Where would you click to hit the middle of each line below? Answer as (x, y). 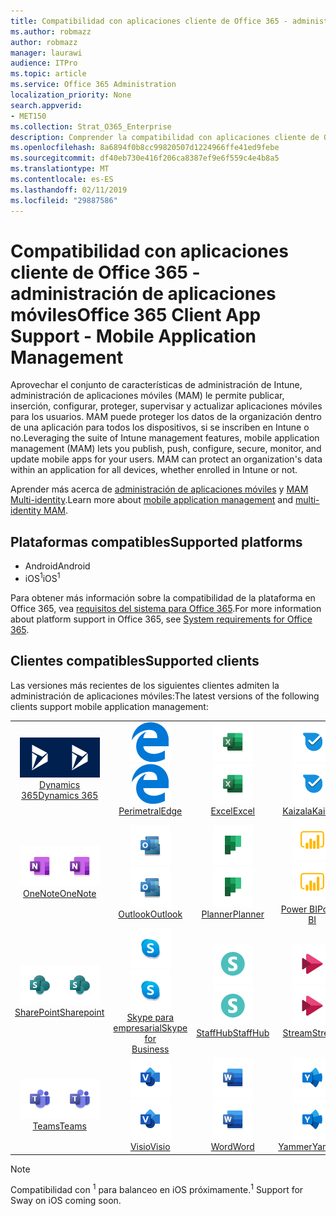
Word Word (232, 1147)
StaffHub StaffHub (233, 1033)
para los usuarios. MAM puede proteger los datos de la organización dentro (166, 417)
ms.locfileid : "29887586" (64, 200)
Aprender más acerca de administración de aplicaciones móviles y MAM (159, 489)
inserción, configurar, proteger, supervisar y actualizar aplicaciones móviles (166, 406)
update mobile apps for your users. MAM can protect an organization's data (166, 459)
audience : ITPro (44, 63)
